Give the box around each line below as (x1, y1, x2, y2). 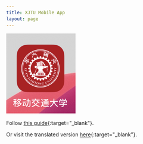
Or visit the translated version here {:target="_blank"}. (6, 131, 138, 138)
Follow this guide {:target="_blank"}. (6, 119, 94, 126)
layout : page (6, 15, 39, 22)
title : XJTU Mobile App (6, 10, 66, 15)
